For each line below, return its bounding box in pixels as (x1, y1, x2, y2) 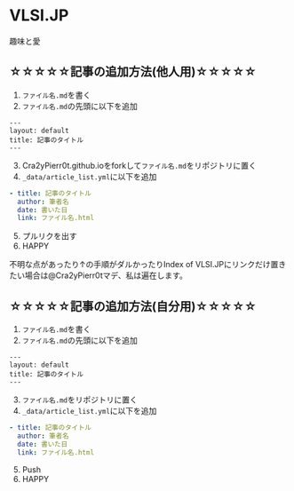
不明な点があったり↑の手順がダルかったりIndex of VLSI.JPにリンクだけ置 (9, 259, 279, 270)
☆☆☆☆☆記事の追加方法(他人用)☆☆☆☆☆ (9, 64, 258, 80)
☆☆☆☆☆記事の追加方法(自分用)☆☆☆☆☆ (9, 298, 258, 313)
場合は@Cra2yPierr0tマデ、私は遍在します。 (24, 270, 188, 281)
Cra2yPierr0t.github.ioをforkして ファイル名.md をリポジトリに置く (21, 160, 257, 170)
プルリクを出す (21, 231, 77, 242)
